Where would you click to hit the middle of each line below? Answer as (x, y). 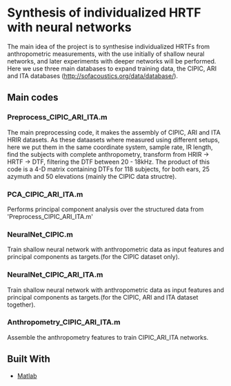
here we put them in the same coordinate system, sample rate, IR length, (110, 147)
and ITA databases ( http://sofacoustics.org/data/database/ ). (92, 76)
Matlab (27, 376)
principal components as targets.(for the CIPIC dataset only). (93, 257)
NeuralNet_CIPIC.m (40, 234)
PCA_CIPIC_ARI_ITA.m (45, 194)
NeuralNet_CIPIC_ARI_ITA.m (55, 275)
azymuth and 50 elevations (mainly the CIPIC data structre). (92, 176)
